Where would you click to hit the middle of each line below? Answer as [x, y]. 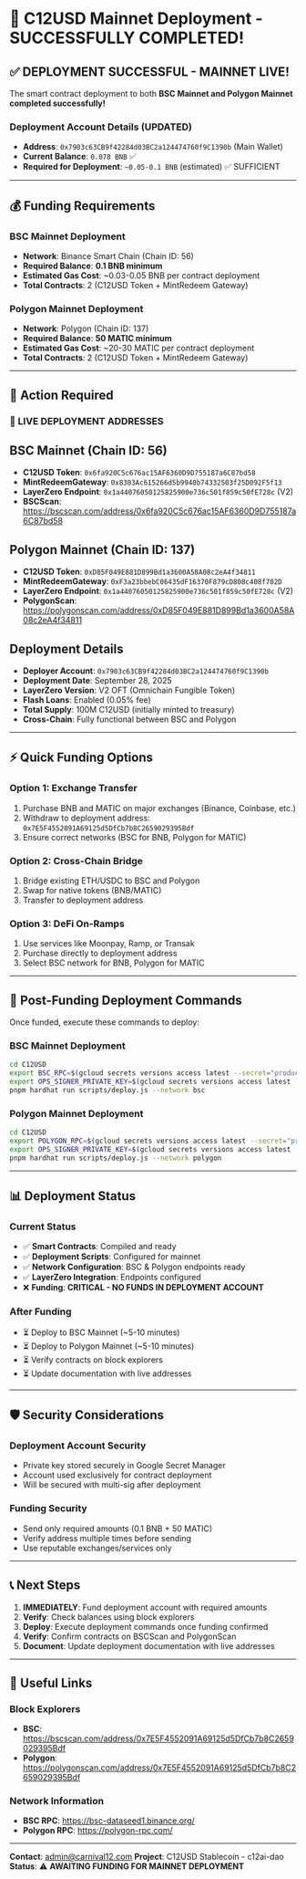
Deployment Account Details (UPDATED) [101, 127]
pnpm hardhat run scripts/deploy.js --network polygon [116, 1158]
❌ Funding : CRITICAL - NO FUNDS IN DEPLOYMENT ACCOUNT [143, 1288]
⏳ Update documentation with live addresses [107, 1373]
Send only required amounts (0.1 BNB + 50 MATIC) [117, 1529]
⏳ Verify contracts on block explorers [93, 1360]
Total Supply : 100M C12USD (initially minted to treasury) [128, 710]
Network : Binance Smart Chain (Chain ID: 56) [108, 256]
